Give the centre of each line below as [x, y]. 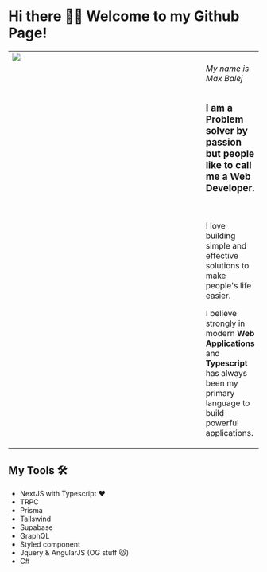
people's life [228, 286]
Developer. [230, 188]
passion [224, 142]
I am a [219, 108]
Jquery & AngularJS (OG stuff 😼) [74, 553]
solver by [227, 131]
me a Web [228, 176]
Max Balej [224, 79]
